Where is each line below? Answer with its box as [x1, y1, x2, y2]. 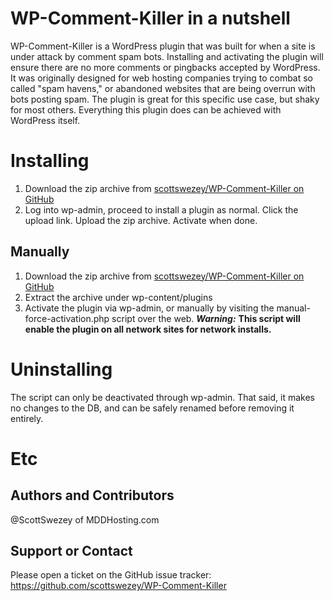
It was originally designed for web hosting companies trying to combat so [10, 72, 314, 84]
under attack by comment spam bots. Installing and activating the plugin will [10, 50, 324, 62]
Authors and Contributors [10, 487, 175, 504]
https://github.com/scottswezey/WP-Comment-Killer [10, 580, 227, 592]
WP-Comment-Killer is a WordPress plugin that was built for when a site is [10, 40, 316, 52]
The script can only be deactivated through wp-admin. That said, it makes [10, 391, 315, 403]
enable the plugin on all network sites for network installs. [24, 323, 272, 335]
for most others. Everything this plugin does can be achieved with [10, 103, 282, 116]
